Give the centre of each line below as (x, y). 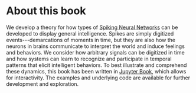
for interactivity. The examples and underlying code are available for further (98, 78)
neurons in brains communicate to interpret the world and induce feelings (95, 46)
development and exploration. (43, 84)
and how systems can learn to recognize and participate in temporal (89, 59)
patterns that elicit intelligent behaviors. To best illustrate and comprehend (97, 65)
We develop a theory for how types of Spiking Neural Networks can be (92, 27)
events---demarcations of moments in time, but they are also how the (91, 40)
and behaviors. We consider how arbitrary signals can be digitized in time (95, 52)
